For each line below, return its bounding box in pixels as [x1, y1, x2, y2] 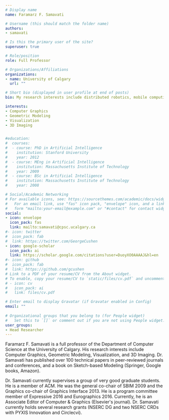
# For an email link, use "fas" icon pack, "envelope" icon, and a [5, 201, 154, 206]
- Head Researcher [5, 327, 44, 332]
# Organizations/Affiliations [5, 67, 69, 72]
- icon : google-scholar [5, 243, 55, 248]
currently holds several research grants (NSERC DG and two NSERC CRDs [5, 404, 159, 410]
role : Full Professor [5, 58, 51, 63]
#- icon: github [5, 258, 39, 263]
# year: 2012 [5, 154, 39, 160]
